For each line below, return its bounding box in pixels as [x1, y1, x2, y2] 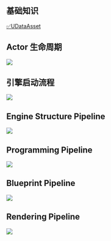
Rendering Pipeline [6, 212, 81, 222]
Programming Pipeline [6, 145, 93, 155]
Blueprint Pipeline [6, 178, 76, 189]
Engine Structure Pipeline [6, 111, 106, 121]
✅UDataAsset [6, 22, 41, 29]
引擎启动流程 [6, 77, 55, 88]
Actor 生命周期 [6, 42, 62, 52]
